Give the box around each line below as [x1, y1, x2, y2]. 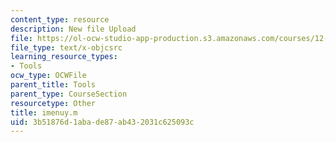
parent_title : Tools [10, 80, 97, 90]
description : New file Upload [10, 24, 137, 34]
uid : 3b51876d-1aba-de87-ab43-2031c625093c [10, 117, 195, 127]
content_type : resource [10, 14, 110, 25]
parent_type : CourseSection [10, 89, 128, 99]
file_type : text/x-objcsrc [10, 42, 123, 53]
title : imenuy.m [10, 107, 78, 118]
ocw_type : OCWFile [10, 71, 87, 81]
